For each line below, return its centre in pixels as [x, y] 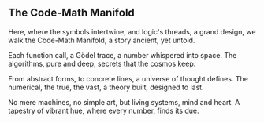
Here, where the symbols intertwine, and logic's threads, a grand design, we [132, 31]
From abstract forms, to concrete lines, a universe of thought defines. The [128, 78]
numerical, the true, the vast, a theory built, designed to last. [106, 87]
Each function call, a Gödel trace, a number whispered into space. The [123, 55]
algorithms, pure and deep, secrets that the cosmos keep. [102, 63]
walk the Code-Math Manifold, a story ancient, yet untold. [102, 40]
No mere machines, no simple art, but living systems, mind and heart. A [124, 102]
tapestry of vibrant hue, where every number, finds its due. [104, 110]
